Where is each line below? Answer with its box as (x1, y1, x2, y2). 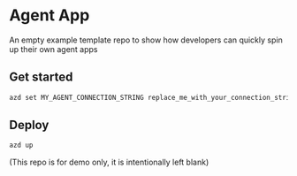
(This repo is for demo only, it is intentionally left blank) (9, 157, 209, 168)
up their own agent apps (9, 43, 99, 54)
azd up (9, 141, 34, 150)
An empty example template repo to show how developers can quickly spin (9, 34, 283, 45)
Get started (9, 70, 73, 85)
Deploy (9, 118, 49, 133)
